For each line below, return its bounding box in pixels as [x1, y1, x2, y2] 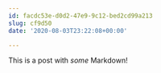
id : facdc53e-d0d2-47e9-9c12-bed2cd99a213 [8, 11, 153, 20]
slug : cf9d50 [8, 19, 52, 27]
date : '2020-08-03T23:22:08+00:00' [8, 26, 128, 34]
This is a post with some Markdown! [8, 55, 128, 65]
